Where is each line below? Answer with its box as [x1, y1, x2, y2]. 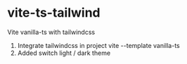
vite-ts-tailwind [7, 5, 101, 21]
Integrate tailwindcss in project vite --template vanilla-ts [17, 41, 181, 49]
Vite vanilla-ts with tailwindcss [7, 28, 96, 36]
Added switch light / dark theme [17, 49, 111, 57]
